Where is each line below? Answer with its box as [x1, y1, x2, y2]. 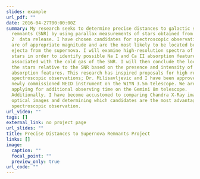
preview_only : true [11, 159, 60, 165]
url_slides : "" [6, 125, 44, 131]
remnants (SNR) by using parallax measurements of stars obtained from [11, 31, 193, 37]
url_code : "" [6, 164, 39, 170]
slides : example [6, 8, 46, 15]
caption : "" [11, 147, 42, 153]
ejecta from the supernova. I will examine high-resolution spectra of [11, 48, 193, 54]
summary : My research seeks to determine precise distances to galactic [6, 25, 190, 32]
